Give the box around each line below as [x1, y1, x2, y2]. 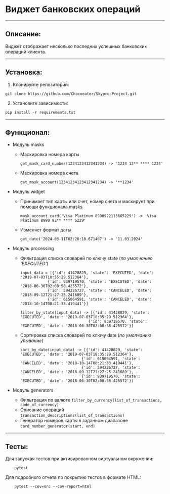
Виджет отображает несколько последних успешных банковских [5, 43, 147, 49]
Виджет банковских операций [5, 4, 141, 15]
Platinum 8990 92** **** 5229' [20, 218, 87, 223]
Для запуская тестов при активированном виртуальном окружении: [5, 456, 154, 462]
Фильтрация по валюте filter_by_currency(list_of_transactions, [20, 397, 162, 403]
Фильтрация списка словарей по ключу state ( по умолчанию [20, 255, 153, 261]
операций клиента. [5, 48, 47, 55]
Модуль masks [12, 141, 45, 147]
